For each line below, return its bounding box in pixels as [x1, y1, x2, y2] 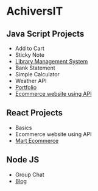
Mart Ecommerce [15, 137, 59, 144]
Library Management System [15, 58, 88, 65]
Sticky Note [15, 51, 44, 59]
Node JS [6, 154, 40, 165]
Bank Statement [15, 64, 56, 71]
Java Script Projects [6, 29, 85, 39]
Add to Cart [15, 45, 44, 52]
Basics [15, 124, 32, 131]
